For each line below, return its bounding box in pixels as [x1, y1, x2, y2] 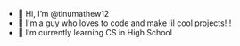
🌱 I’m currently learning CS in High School [17, 27, 172, 37]
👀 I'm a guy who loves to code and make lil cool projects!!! [17, 18, 232, 28]
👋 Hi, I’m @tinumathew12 [17, 9, 110, 19]
